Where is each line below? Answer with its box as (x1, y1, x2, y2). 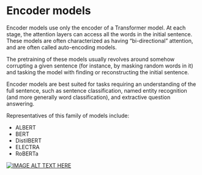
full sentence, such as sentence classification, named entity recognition (6, 87, 188, 94)
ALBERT (15, 123, 36, 131)
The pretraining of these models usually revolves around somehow (6, 55, 175, 63)
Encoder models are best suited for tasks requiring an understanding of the (6, 80, 196, 88)
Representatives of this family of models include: (6, 112, 130, 119)
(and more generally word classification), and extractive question (6, 93, 171, 101)
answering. (6, 99, 35, 107)
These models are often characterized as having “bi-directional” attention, (6, 37, 193, 44)
